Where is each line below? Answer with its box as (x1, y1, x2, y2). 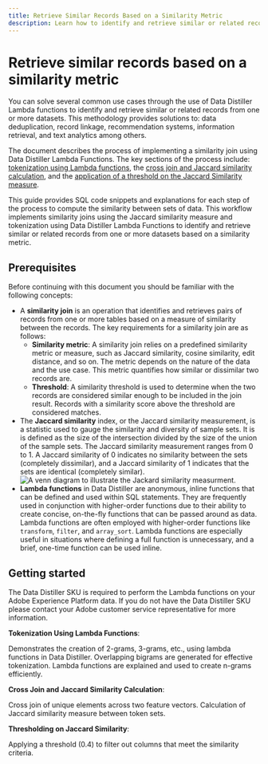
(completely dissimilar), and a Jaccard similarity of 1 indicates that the (19, 459, 250, 468)
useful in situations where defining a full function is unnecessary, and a (19, 535, 254, 545)
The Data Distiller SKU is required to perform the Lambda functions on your (8, 588, 256, 597)
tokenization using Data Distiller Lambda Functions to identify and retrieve (8, 221, 251, 230)
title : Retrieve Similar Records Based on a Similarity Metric (8, 11, 223, 20)
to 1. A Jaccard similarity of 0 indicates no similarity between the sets (19, 450, 248, 459)
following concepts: (8, 290, 73, 300)
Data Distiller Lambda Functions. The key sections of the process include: (8, 155, 250, 164)
